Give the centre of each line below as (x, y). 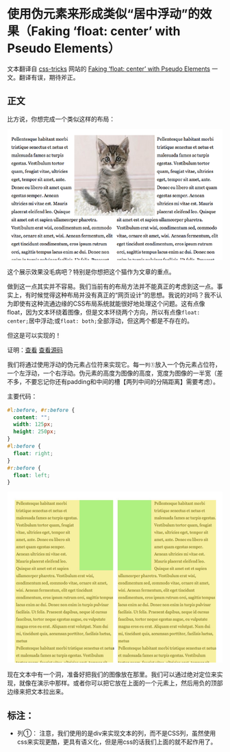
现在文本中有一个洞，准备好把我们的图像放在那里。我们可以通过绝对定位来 (112, 674)
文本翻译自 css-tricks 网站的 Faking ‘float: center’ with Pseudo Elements (109, 69)
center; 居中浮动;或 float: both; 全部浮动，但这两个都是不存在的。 (100, 321)
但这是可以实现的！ (34, 335)
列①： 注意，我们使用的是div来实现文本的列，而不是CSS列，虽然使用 (116, 733)
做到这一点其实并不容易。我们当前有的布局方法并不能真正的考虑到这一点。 (112, 286)
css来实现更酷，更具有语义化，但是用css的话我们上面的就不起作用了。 (117, 742)
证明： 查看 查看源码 (35, 350)
